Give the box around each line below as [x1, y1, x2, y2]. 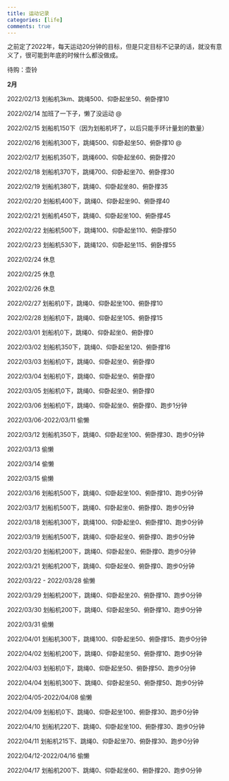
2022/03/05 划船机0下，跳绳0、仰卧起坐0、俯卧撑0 [7, 387, 155, 395]
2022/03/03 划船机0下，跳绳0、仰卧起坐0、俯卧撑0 [7, 358, 155, 366]
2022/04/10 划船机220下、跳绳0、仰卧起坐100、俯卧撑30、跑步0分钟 [7, 723, 205, 731]
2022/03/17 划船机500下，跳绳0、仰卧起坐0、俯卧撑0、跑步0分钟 [7, 503, 195, 512]
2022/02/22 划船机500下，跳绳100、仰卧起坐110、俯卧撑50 [7, 226, 177, 234]
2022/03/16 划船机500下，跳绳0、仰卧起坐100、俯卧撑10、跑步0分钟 [7, 489, 204, 497]
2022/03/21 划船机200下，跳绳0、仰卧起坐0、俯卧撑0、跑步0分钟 [7, 562, 195, 570]
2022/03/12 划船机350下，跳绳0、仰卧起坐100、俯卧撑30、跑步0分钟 [7, 431, 205, 439]
